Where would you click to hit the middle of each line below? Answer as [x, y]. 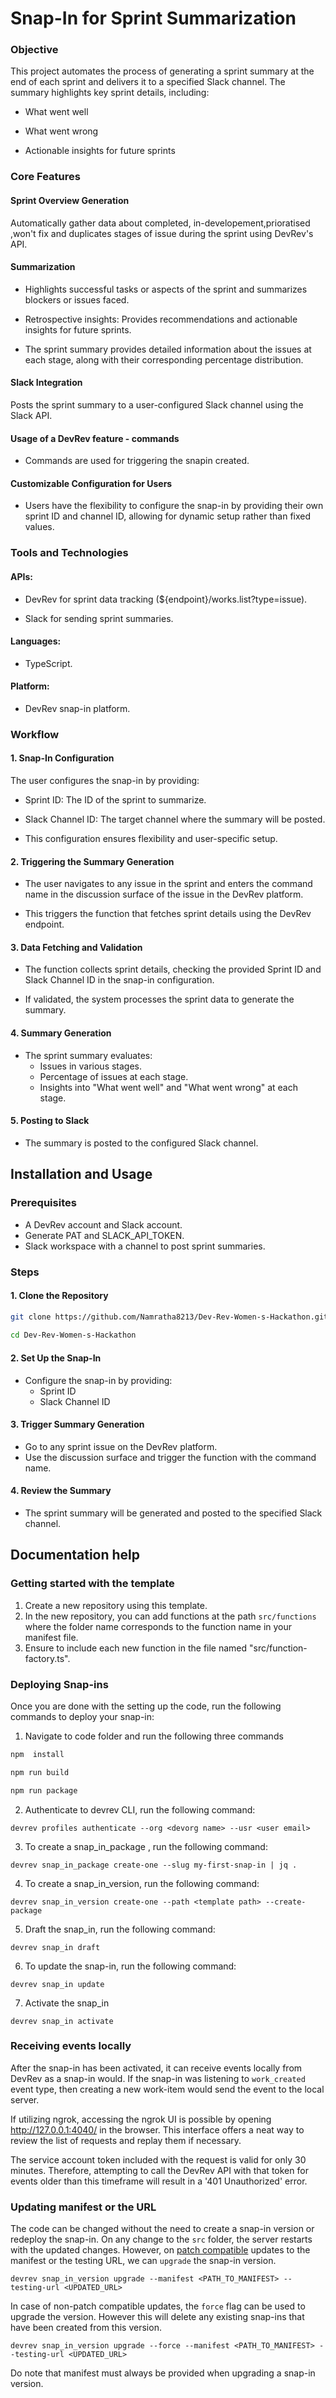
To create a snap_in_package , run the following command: [146, 1846]
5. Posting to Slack [50, 1121]
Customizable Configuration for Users [91, 483]
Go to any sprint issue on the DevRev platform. [121, 1446]
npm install [37, 1754]
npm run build [40, 1772]
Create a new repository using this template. [116, 1605]
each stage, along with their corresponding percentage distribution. [164, 359]
